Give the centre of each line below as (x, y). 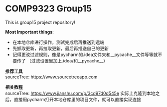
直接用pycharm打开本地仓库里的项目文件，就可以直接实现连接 (77, 99)
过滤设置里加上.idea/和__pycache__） (70, 60)
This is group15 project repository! (40, 22)
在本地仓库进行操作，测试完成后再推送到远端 (58, 42)
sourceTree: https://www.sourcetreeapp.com (51, 77)
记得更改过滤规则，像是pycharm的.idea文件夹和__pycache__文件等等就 (85, 54)
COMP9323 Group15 (49, 9)
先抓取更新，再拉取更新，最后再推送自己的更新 (60, 48)
